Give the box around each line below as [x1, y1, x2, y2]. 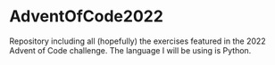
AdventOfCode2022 [9, 6, 163, 27]
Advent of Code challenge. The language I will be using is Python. [9, 45, 252, 55]
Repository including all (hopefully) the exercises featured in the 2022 [9, 36, 266, 46]
